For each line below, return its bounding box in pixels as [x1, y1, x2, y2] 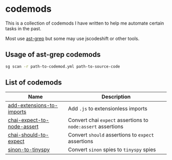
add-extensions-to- [8, 102, 58, 109]
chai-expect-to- [8, 116, 50, 124]
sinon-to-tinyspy [8, 146, 50, 153]
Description [101, 93, 131, 101]
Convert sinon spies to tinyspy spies [68, 146, 156, 153]
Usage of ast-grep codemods [5, 50, 101, 59]
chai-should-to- [8, 131, 49, 138]
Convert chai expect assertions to [68, 116, 148, 124]
